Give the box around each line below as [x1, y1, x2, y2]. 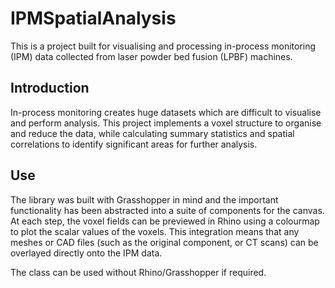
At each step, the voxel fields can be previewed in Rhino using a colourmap [10, 215, 320, 227]
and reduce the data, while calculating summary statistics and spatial [10, 127, 295, 139]
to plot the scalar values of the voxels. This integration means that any [10, 225, 300, 237]
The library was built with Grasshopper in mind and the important [10, 193, 279, 206]
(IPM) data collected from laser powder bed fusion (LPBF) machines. [10, 50, 293, 62]
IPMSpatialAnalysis [10, 7, 177, 30]
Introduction [10, 80, 90, 97]
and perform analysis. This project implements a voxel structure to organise [10, 117, 322, 129]
